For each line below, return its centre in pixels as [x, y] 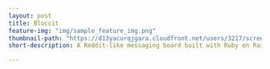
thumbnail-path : [35, 38]
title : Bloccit [34, 23]
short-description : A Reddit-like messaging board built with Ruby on [129, 46]
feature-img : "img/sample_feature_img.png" [82, 30]
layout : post [30, 16]
